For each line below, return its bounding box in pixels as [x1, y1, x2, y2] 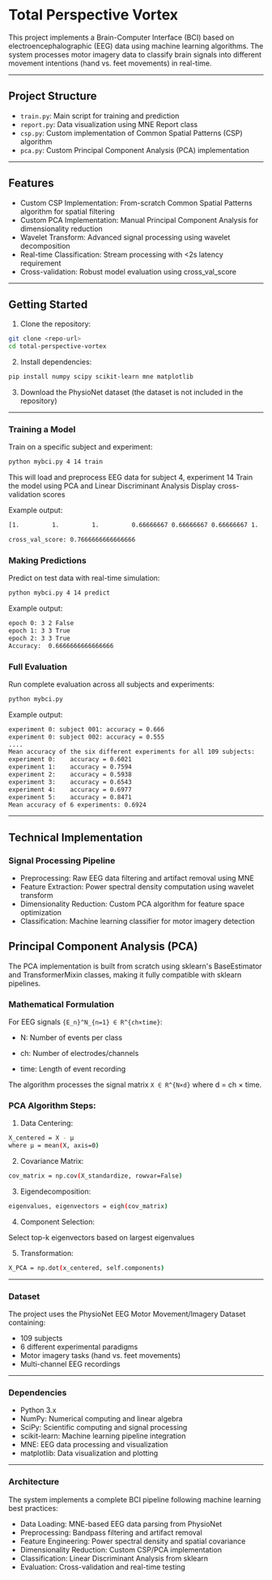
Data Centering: [19, 1118, 74, 1128]
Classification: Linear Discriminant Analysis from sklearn [19, 1553, 209, 1563]
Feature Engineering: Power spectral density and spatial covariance [19, 1536, 246, 1546]
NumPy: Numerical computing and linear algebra [19, 1414, 184, 1424]
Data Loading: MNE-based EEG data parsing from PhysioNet [19, 1518, 223, 1528]
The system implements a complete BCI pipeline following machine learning [8, 1494, 261, 1504]
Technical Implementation [8, 830, 143, 844]
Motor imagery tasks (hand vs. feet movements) [19, 1351, 181, 1361]
